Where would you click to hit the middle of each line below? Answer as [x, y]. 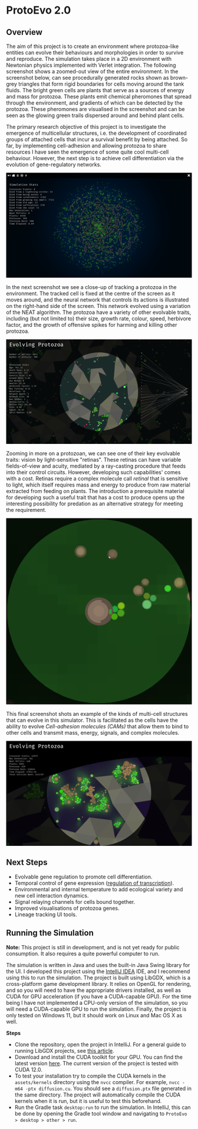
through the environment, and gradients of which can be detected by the [94, 103]
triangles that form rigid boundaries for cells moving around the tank [101, 84]
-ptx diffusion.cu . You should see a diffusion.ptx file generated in [109, 1088]
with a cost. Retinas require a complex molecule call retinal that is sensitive [97, 478]
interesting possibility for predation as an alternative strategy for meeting [95, 504]
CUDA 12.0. [29, 1069]
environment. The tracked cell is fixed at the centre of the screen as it [90, 293]
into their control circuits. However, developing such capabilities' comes [93, 472]
